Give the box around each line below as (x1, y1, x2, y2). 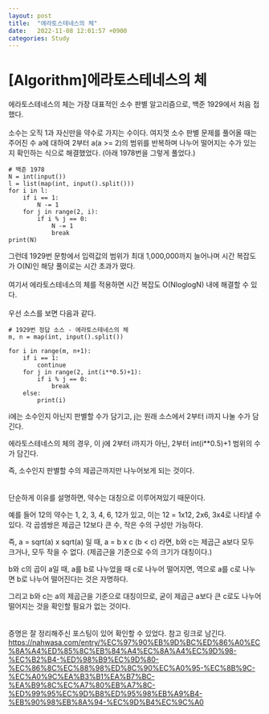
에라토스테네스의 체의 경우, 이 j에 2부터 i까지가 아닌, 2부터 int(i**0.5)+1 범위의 (8, 439, 253, 449)
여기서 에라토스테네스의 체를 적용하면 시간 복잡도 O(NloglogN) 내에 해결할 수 (8, 280, 249, 289)
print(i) (37, 396, 67, 404)
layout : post (8, 11, 52, 20)
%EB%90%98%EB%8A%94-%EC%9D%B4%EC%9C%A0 (8, 697, 205, 708)
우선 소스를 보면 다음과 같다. (8, 309, 96, 318)
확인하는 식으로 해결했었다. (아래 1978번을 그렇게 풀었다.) (16, 148, 196, 158)
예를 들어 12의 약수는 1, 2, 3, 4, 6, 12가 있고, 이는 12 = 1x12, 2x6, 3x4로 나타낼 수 (8, 510, 262, 519)
